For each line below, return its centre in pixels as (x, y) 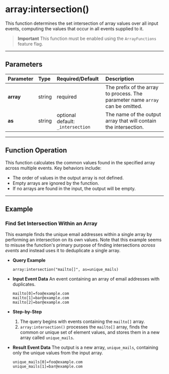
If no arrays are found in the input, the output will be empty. (74, 189)
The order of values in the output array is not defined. (68, 177)
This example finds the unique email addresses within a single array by (79, 235)
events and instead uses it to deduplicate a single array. (63, 251)
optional (66, 115)
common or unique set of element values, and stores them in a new (90, 333)
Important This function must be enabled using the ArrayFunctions (87, 38)
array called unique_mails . (47, 338)
